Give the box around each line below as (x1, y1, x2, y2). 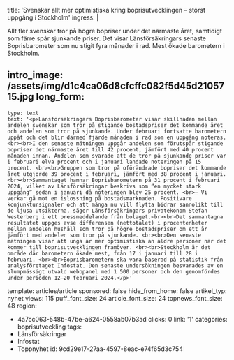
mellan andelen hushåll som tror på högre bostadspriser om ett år (7, 225, 208, 232)
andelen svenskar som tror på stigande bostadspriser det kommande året (7, 121, 224, 128)
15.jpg (7, 91, 34, 103)
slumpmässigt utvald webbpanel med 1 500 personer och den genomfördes (7, 268, 220, 275)
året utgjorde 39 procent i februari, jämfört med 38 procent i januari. (7, 170, 227, 177)
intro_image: (7, 69, 64, 81)
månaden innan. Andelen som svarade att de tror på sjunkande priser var (7, 152, 227, 159)
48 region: (7, 301, 37, 310)
